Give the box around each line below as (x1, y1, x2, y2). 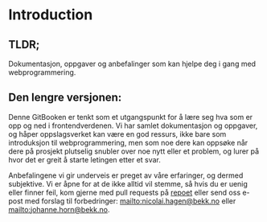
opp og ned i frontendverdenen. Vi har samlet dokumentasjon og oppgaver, (8, 121, 258, 130)
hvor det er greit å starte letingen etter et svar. (8, 154, 161, 164)
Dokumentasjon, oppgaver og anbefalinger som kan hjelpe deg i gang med (8, 59, 256, 68)
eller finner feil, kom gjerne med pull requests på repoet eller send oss (8, 187, 241, 197)
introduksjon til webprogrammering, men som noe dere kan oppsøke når (8, 138, 249, 147)
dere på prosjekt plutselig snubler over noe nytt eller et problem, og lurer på (8, 146, 260, 156)
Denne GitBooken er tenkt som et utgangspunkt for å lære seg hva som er (8, 112, 253, 121)
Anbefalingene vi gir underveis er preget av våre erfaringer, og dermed (8, 171, 244, 180)
